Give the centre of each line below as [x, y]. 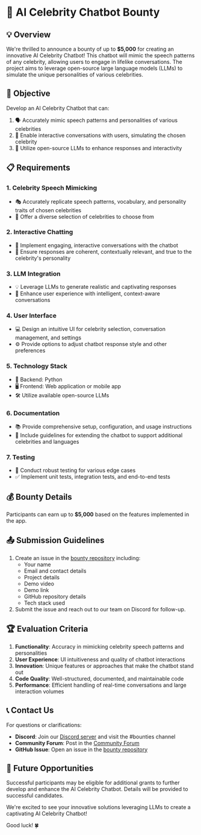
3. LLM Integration [33, 274]
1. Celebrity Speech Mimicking [52, 188]
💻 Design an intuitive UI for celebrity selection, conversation [90, 329]
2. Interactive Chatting [40, 232]
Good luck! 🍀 [23, 825]
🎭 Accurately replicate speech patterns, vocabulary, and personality [100, 201]
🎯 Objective [28, 94]
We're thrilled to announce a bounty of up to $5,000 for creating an [90, 49]
